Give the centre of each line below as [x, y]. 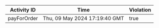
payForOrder [23, 18]
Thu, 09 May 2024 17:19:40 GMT [84, 18]
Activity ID [23, 10]
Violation [140, 10]
